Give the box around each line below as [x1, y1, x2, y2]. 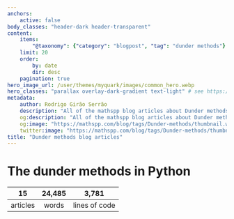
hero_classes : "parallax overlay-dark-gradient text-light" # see [7, 88, 204, 95]
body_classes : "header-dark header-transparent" [7, 23, 151, 30]
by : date [32, 62, 58, 69]
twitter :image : [19, 127, 64, 134]
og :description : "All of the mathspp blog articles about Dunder [19, 114, 214, 121]
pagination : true [19, 75, 70, 82]
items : [19, 36, 39, 43]
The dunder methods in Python [7, 163, 191, 179]
